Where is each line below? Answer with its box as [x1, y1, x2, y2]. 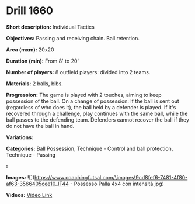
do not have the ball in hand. [6, 122, 75, 129]
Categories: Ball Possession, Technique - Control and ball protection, [6, 145, 173, 152]
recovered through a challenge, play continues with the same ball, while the [6, 110, 188, 117]
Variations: [6, 133, 34, 141]
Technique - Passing [6, 151, 56, 158]
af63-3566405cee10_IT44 [6, 180, 69, 187]
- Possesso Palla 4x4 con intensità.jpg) [69, 180, 165, 187]
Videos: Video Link [6, 191, 53, 198]
